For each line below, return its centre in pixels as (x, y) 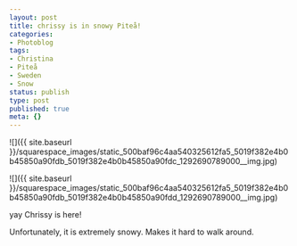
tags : (19, 51)
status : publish (39, 92)
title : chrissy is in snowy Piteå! (75, 26)
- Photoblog (31, 42)
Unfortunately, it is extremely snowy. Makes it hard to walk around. (132, 232)
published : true (39, 109)
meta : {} (25, 117)
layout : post (33, 17)
